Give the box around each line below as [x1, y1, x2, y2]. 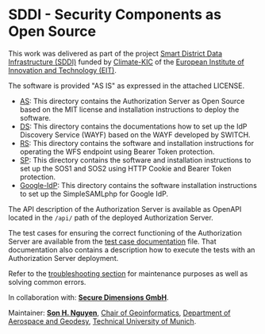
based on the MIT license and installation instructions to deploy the [19, 105, 240, 114]
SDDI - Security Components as [8, 6, 222, 24]
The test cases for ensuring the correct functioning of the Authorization [8, 228, 242, 237]
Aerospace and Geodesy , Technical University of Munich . [8, 316, 197, 326]
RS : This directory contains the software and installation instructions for [19, 138, 254, 148]
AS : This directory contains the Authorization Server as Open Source [19, 96, 245, 106]
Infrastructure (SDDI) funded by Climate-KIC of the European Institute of [8, 57, 244, 67]
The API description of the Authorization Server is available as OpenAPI [8, 204, 242, 213]
